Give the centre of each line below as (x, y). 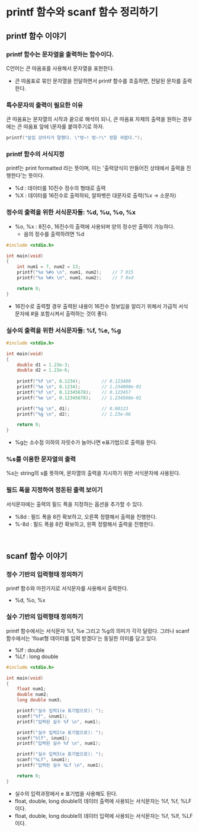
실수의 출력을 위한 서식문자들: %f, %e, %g (64, 330)
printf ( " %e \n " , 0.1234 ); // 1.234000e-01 (79, 387)
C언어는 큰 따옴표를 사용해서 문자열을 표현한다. (60, 68)
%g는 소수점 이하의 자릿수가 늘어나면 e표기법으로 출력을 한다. (86, 442)
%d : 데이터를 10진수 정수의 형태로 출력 (60, 188)
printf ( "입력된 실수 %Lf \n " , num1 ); (60, 766)
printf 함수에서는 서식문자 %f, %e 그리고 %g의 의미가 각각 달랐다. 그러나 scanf (98, 631)
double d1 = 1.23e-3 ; (43, 365)
